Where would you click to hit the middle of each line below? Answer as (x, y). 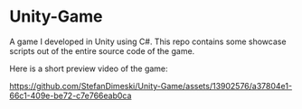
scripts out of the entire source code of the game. (102, 50)
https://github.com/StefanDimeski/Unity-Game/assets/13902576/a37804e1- (151, 86)
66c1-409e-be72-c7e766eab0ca (71, 95)
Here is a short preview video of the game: (89, 68)
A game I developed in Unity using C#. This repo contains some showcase (148, 41)
